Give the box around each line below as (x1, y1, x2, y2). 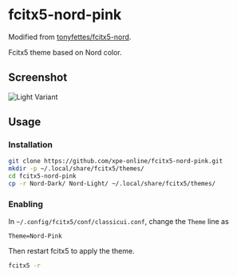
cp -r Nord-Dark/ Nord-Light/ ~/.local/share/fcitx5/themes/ (8, 180, 216, 188)
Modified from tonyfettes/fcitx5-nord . (8, 32, 132, 42)
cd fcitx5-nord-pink (8, 172, 77, 181)
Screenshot (8, 70, 68, 85)
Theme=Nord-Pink (8, 232, 62, 241)
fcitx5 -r (8, 262, 41, 270)
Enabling (8, 198, 44, 210)
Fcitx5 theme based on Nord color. (8, 47, 122, 57)
